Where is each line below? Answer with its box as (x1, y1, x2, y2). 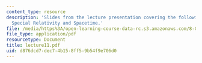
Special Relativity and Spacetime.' (11, 20, 103, 26)
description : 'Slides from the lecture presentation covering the (6, 14, 176, 20)
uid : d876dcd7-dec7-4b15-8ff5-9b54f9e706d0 (6, 48, 117, 54)
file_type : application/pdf (6, 31, 77, 37)
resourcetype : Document (6, 37, 66, 43)
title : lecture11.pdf (6, 43, 61, 49)
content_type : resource (6, 8, 66, 15)
